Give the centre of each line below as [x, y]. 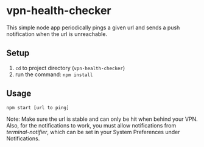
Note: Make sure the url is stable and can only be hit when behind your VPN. [102, 119]
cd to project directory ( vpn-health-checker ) [70, 68]
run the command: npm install [54, 74]
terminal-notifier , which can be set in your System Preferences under [93, 132]
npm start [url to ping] [38, 107]
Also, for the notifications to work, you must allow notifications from [91, 125]
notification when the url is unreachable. [57, 34]
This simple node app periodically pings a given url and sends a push [93, 27]
